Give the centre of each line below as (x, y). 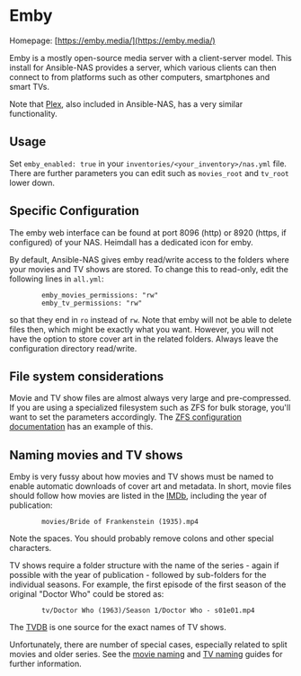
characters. (31, 548)
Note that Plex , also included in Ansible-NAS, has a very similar (126, 103)
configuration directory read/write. (73, 348)
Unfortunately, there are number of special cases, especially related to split (148, 645)
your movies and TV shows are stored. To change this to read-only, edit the (149, 269)
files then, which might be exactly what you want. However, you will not (142, 329)
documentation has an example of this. (81, 427)
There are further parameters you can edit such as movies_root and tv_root (149, 173)
